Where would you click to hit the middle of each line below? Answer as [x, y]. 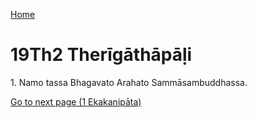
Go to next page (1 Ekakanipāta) [76, 101]
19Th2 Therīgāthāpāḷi [101, 55]
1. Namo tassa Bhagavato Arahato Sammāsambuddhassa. [129, 82]
